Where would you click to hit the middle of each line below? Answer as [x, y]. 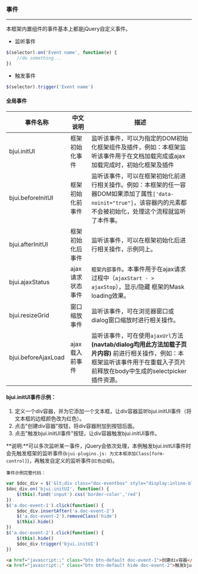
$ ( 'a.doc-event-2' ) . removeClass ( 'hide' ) [67, 516]
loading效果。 [110, 296]
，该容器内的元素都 [160, 202]
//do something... [39, 58]
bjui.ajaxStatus [29, 282]
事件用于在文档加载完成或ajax [144, 156]
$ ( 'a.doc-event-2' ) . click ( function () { [55, 533]
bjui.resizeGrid [29, 315]
